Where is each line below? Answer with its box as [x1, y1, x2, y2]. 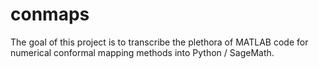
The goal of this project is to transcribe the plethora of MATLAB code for [10, 36, 309, 48]
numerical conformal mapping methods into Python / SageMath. [10, 46, 275, 58]
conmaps [10, 3, 90, 26]
